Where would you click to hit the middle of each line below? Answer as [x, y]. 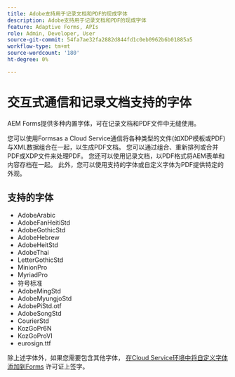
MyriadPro [32, 275]
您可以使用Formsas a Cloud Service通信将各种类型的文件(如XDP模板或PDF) [116, 138]
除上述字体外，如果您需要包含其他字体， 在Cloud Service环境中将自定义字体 [117, 357]
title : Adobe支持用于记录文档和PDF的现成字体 [67, 14]
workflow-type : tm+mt [39, 46]
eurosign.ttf [34, 343]
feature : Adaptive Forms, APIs [53, 27]
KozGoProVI [35, 336]
